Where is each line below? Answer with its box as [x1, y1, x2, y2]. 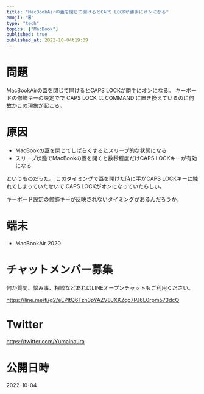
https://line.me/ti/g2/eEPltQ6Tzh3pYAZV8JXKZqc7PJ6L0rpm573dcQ [6, 296, 180, 303]
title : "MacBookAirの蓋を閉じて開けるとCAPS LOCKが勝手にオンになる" [6, 9, 169, 15]
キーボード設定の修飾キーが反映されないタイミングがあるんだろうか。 [6, 195, 182, 203]
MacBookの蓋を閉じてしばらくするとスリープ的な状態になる [15, 147, 167, 154]
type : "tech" [6, 20, 40, 26]
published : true [6, 32, 47, 38]
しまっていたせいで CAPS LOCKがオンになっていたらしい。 [16, 182, 166, 189]
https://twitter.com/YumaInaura [6, 337, 85, 345]
